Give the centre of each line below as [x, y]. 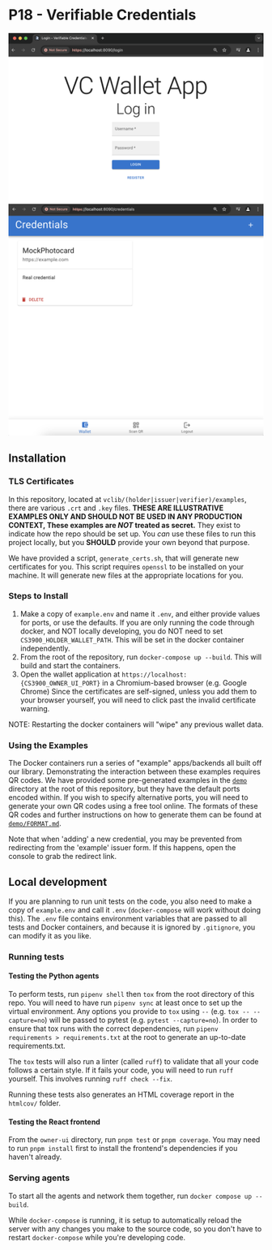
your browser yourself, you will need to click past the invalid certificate [138, 700]
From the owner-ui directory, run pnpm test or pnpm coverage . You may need [134, 1140]
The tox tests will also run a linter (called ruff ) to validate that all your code [134, 1062]
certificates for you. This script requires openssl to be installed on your [126, 566]
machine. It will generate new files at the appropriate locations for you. [126, 575]
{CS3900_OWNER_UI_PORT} [60, 683]
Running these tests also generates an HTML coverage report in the [121, 1095]
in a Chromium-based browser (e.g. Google [174, 682]
